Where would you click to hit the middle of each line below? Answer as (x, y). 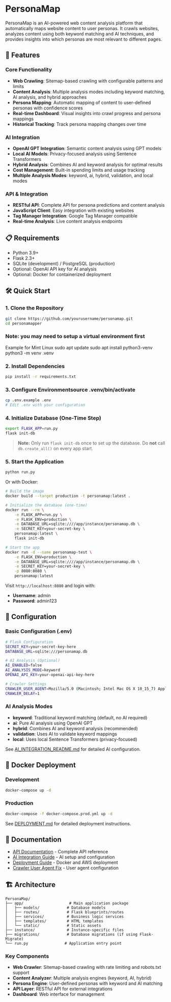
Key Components (27, 956)
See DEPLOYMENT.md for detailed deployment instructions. (68, 823)
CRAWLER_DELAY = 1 (22, 693)
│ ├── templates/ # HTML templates (54, 921)
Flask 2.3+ (24, 258)
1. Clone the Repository (34, 308)
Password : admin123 (35, 601)
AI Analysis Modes (29, 707)
